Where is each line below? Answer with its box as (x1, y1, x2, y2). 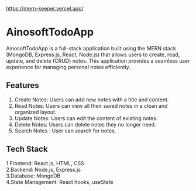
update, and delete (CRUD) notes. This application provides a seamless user (6, 57, 190, 64)
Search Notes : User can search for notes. (14, 127, 116, 134)
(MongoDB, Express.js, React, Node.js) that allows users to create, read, (6, 51, 180, 58)
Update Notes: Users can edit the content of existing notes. (14, 114, 158, 122)
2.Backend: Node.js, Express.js (6, 166, 81, 173)
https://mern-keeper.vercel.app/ (6, 5, 84, 12)
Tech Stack (6, 144, 48, 154)
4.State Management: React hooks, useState (6, 178, 114, 185)
